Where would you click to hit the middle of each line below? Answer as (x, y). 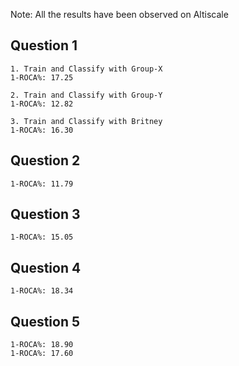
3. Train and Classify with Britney (86, 121)
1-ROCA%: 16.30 (42, 130)
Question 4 (46, 267)
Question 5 (45, 321)
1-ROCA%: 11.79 (42, 184)
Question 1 (44, 45)
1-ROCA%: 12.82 (42, 104)
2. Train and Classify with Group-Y (86, 95)
